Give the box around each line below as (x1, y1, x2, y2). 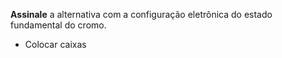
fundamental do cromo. (10, 19, 107, 31)
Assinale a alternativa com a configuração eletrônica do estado (10, 9, 273, 20)
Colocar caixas (24, 39, 87, 50)
